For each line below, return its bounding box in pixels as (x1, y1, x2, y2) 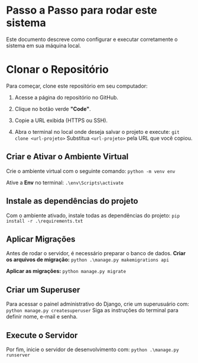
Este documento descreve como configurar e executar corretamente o (6, 36, 178, 43)
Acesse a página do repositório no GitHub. (14, 94, 119, 101)
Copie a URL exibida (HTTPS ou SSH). (14, 117, 108, 124)
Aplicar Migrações (6, 234, 76, 244)
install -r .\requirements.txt (6, 218, 83, 224)
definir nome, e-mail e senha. (6, 313, 78, 320)
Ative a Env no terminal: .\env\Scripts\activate (6, 179, 124, 186)
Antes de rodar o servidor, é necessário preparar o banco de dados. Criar (6, 250, 186, 257)
